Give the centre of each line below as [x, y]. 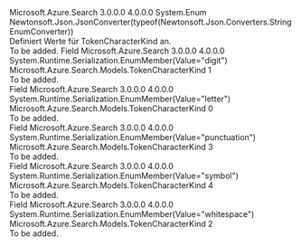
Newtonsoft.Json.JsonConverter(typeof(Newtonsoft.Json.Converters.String [150, 22]
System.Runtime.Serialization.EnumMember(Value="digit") [118, 60]
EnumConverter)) [42, 32]
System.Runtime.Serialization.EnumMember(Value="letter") [120, 99]
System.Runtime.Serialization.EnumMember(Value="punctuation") [132, 137]
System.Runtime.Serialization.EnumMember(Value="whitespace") [132, 214]
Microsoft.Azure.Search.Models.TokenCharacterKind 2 [112, 224]
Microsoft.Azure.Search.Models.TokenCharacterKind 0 [112, 109]
